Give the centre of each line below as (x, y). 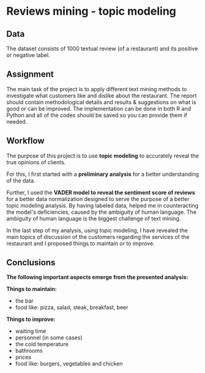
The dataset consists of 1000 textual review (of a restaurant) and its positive (102, 48)
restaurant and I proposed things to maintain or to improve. (80, 243)
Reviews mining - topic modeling (91, 11)
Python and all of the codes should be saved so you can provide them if (97, 115)
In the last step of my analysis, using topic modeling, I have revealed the (97, 230)
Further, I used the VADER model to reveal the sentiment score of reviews (101, 192)
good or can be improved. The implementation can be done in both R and (99, 108)
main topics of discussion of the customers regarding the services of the (98, 236)
